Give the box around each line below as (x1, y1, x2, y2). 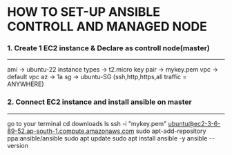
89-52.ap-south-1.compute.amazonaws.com (7, 127, 135, 135)
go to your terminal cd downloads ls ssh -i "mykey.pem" (7, 119, 167, 127)
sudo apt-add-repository (135, 127, 206, 135)
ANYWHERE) (7, 80, 44, 88)
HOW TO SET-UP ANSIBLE (7, 4, 161, 20)
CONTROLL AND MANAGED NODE (7, 19, 207, 34)
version (7, 141, 29, 149)
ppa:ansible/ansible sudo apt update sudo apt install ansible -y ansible (7, 134, 208, 142)
